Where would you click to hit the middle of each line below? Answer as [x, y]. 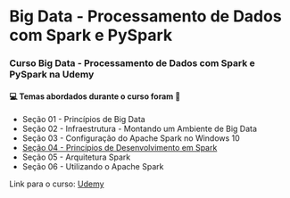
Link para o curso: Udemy [57, 184]
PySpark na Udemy [52, 75]
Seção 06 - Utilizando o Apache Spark [93, 167]
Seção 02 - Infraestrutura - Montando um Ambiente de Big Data [139, 129]
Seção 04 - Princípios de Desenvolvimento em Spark [120, 148]
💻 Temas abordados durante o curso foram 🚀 [95, 96]
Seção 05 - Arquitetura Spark [76, 157]
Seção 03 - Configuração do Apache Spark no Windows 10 [131, 138]
